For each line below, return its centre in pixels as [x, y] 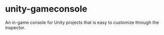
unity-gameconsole [46, 9]
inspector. [15, 27]
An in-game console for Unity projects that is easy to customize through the [82, 22]
